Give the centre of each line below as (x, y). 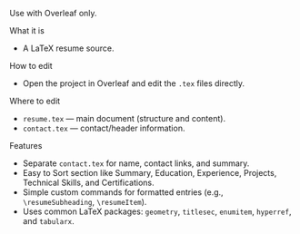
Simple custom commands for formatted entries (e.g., (123, 192)
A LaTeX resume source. (68, 48)
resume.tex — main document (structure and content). (124, 118)
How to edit (31, 66)
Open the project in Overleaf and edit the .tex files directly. (134, 83)
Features (26, 146)
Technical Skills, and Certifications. (88, 182)
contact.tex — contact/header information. (104, 128)
